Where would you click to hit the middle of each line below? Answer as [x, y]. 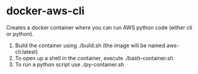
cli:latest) [26, 51]
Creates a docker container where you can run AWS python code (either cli [99, 27]
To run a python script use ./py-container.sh [70, 64]
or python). [20, 33]
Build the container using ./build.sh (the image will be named [90, 45]
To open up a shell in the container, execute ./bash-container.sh [94, 58]
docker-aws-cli [45, 11]
